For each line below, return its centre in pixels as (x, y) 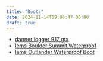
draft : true (21, 23)
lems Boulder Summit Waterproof (56, 46)
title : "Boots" (25, 12)
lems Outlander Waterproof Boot (55, 52)
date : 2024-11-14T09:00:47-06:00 (48, 17)
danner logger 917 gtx (42, 40)
